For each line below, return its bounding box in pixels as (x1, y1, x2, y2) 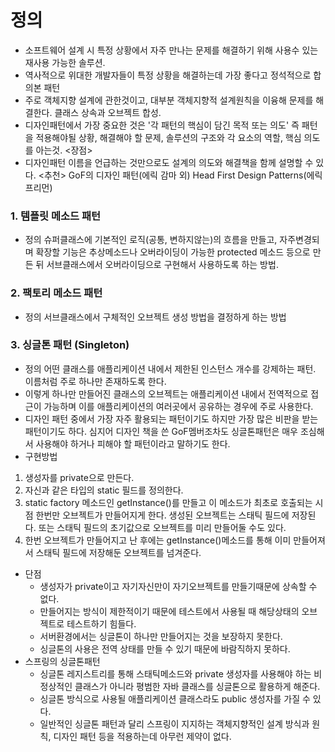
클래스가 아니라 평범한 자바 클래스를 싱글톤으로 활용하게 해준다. (74, 680, 321, 692)
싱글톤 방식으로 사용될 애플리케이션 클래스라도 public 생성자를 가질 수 (39, 692, 311, 705)
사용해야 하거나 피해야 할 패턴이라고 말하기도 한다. (35, 437, 231, 450)
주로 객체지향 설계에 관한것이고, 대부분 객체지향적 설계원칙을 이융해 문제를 (24, 94, 314, 106)
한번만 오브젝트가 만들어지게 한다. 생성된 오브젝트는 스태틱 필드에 (35, 509, 290, 521)
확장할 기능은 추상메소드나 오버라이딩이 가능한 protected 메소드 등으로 (35, 246, 311, 258)
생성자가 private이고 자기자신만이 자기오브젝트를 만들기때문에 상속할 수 (39, 580, 318, 592)
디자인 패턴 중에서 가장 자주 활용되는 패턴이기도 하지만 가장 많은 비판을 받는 (24, 412, 319, 425)
